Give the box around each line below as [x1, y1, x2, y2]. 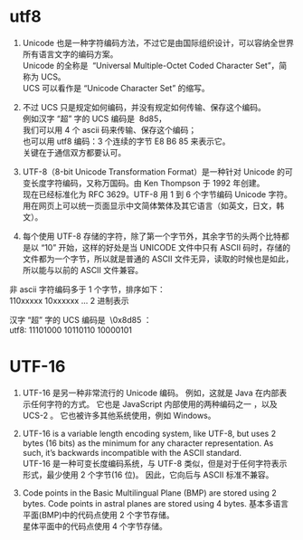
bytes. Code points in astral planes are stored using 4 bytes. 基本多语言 [22, 497, 289, 508]
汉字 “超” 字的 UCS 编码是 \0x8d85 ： [9, 314, 152, 325]
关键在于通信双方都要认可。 [22, 147, 127, 157]
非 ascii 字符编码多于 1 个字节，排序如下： [9, 283, 166, 295]
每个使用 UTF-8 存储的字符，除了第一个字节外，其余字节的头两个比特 [22, 231, 282, 242]
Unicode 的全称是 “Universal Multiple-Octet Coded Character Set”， [22, 60, 279, 71]
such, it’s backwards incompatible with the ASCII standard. [22, 447, 242, 458]
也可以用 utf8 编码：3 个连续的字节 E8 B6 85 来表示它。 [22, 136, 231, 147]
